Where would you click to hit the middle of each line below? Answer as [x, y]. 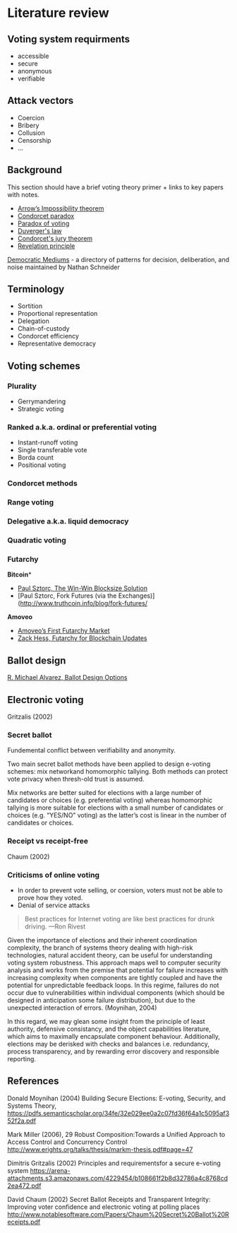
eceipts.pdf [24, 1222]
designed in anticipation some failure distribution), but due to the [101, 1000]
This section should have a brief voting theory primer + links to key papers [116, 187]
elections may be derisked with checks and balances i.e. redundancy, [108, 1044]
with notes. [24, 194]
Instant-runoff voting [48, 442]
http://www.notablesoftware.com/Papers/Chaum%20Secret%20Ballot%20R [118, 1214]
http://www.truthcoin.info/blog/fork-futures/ [84, 603]
